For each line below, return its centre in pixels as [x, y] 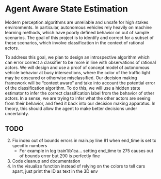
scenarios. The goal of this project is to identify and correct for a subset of [80, 38]
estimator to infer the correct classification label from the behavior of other [80, 93]
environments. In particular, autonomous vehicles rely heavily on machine [78, 27]
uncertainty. [17, 113]
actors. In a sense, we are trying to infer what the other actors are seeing [78, 98]
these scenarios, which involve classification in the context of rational [74, 42]
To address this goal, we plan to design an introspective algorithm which [77, 57]
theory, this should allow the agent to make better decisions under [71, 108]
